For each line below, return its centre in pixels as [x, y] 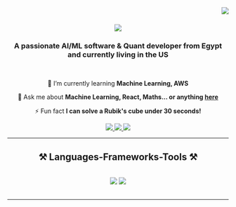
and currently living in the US [118, 55]
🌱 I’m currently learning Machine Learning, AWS [118, 84]
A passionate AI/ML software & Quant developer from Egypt [118, 46]
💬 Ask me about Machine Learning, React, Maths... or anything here [118, 97]
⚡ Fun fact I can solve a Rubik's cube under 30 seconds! [118, 111]
